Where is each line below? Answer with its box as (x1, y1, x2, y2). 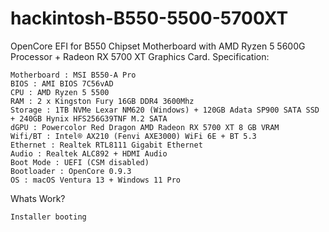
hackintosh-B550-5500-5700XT (10, 7, 289, 30)
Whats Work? (10, 192, 66, 204)
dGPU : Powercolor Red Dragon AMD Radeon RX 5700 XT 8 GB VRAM (10, 122, 280, 132)
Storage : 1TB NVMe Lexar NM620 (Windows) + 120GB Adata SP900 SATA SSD (10, 105, 320, 115)
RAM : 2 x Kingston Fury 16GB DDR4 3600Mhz (10, 96, 195, 106)
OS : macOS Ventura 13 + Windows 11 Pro (10, 175, 182, 185)
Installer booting (10, 212, 87, 222)
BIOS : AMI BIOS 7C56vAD (10, 78, 114, 89)
